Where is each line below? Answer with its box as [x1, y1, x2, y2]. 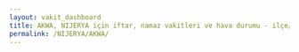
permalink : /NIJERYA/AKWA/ [9, 29, 109, 38]
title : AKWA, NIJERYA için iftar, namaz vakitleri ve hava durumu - [9, 21, 269, 30]
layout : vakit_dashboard [9, 12, 101, 22]
